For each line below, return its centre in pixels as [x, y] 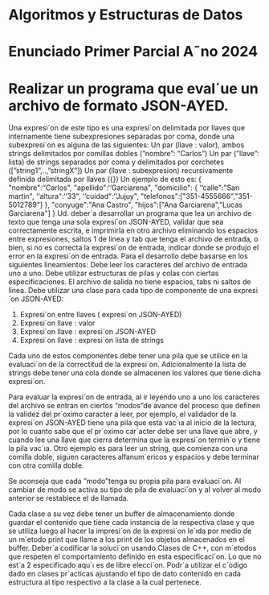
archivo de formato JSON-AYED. [118, 105]
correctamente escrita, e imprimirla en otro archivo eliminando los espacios [133, 230]
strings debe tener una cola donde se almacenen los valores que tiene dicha [134, 373]
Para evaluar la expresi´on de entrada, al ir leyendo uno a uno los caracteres [134, 397]
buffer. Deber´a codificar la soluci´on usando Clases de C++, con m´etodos [132, 548]
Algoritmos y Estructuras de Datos [126, 15]
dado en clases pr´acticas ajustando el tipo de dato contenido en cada [124, 574]
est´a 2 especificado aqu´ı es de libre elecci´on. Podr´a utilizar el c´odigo [128, 565]
